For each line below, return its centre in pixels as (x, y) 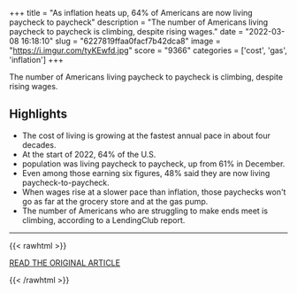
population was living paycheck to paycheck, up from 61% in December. (153, 164)
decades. (39, 144)
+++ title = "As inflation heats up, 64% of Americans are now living (131, 13)
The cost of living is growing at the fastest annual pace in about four (146, 135)
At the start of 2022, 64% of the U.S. (89, 154)
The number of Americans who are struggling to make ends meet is (145, 211)
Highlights (38, 114)
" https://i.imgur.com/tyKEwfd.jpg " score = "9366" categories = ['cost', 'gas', (148, 50)
